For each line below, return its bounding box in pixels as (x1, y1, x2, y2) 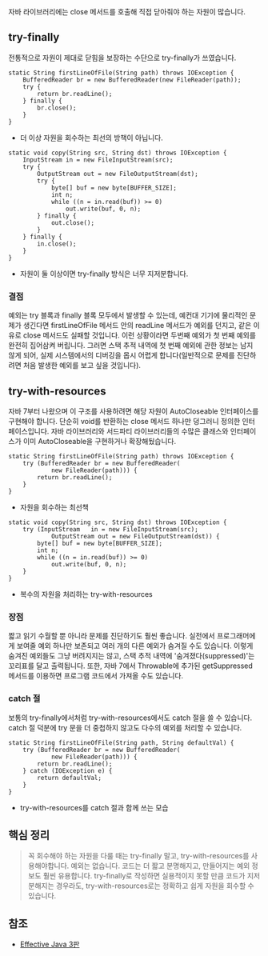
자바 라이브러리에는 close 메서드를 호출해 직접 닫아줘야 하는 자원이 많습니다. (8, 7, 246, 16)
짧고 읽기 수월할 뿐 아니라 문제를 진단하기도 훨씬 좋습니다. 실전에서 (8, 631, 215, 641)
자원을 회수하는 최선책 (19, 502, 90, 512)
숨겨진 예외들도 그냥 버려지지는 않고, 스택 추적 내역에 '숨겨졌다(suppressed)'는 (8, 651, 255, 661)
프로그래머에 (216, 631, 256, 641)
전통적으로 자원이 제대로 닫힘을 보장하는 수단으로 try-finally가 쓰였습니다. (8, 53, 237, 62)
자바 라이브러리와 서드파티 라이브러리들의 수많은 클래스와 (50, 426, 229, 436)
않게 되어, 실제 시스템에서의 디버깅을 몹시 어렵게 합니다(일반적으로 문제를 (8, 350, 235, 360)
